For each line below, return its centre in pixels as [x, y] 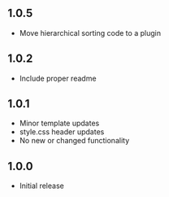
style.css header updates [62, 132]
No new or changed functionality [74, 141]
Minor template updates [59, 123]
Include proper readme [58, 78]
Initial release [41, 186]
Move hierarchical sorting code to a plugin [90, 33]
